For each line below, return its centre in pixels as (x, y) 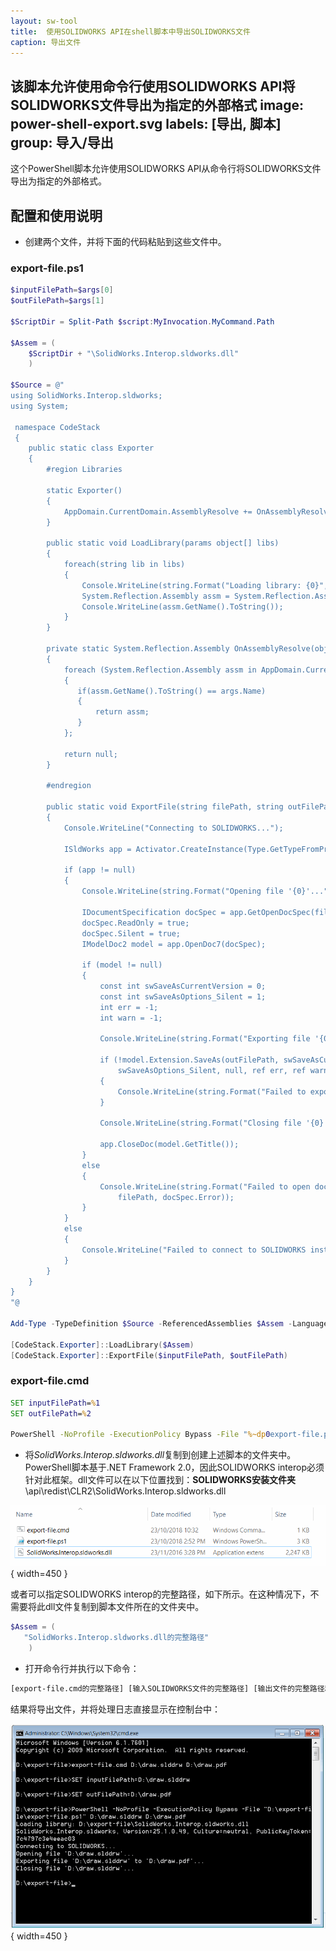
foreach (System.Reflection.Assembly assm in (160, 670)
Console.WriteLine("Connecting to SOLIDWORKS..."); (173, 828)
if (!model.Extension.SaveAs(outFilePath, (189, 1060)
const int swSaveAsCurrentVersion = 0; (183, 986)
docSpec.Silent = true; (131, 933)
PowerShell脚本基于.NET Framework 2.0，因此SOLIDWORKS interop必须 (174, 1467)
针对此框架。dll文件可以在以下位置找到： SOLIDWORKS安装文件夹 (160, 1480)
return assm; (122, 712)
